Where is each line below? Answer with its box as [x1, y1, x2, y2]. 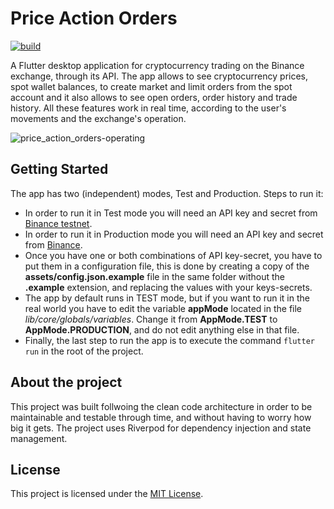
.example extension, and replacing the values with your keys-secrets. [24, 281, 313, 293]
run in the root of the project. [24, 345, 144, 357]
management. [10, 432, 68, 444]
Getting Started [10, 161, 109, 178]
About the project [10, 374, 123, 391]
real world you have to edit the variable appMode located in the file [24, 302, 303, 314]
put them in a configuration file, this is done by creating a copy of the [24, 260, 310, 272]
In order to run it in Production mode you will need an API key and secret [24, 228, 324, 240]
